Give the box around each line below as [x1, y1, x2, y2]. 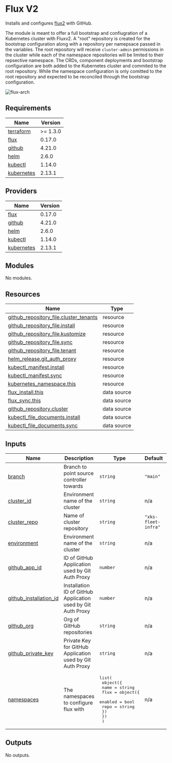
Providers [5, 187, 37, 195]
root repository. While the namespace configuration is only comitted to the [5, 68, 162, 74]
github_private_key [8, 650, 54, 657]
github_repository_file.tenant [8, 347, 77, 354]
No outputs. [5, 752, 30, 758]
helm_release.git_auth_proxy [8, 355, 77, 363]
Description [64, 455, 94, 461]
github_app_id [8, 564, 42, 571]
